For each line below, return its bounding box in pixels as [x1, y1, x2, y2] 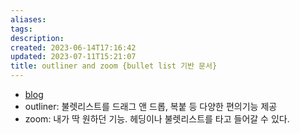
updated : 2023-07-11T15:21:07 [10, 52, 137, 62]
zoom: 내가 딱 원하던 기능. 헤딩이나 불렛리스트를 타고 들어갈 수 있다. [24, 113, 290, 125]
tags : [10, 24, 33, 34]
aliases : [10, 14, 47, 25]
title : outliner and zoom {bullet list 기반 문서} [10, 61, 218, 71]
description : [10, 33, 65, 43]
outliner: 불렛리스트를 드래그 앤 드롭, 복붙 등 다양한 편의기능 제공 [24, 101, 278, 112]
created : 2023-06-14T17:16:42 [10, 42, 137, 53]
